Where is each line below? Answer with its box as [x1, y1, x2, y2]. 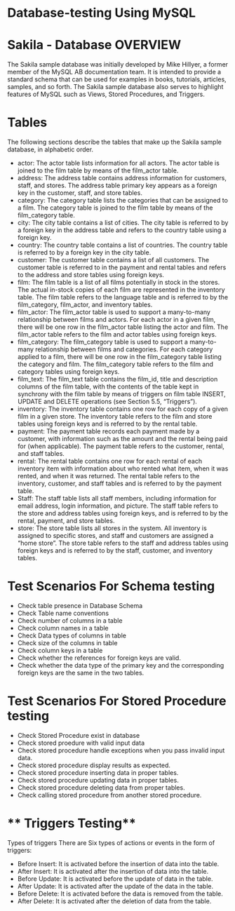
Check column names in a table [17, 624, 109, 632]
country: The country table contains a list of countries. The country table [17, 241, 228, 250]
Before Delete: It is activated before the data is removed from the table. [17, 889, 223, 898]
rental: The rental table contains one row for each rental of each [17, 457, 202, 466]
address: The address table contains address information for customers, [17, 174, 227, 182]
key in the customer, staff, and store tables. [17, 189, 142, 197]
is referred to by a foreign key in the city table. [17, 248, 152, 257]
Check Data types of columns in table [17, 631, 126, 640]
